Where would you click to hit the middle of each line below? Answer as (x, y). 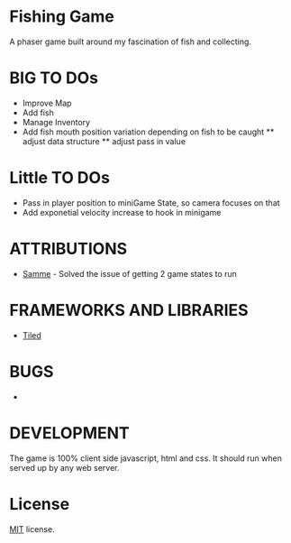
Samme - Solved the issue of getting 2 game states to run (129, 273)
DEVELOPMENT (70, 433)
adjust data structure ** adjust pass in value (104, 141)
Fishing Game (62, 17)
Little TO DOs (60, 178)
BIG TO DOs (54, 78)
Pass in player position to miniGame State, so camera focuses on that (151, 202)
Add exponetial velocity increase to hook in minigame (122, 212)
